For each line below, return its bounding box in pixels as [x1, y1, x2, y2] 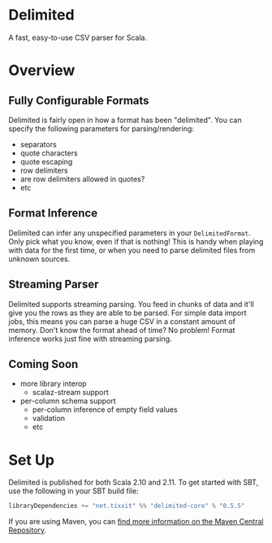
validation [32, 414, 66, 423]
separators [19, 139, 57, 149]
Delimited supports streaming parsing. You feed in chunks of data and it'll [8, 299, 254, 309]
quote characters [19, 148, 79, 158]
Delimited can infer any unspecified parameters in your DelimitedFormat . [8, 228, 251, 238]
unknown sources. [8, 254, 71, 264]
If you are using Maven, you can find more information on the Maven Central [8, 517, 264, 527]
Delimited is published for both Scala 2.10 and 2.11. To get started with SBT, [8, 478, 259, 488]
